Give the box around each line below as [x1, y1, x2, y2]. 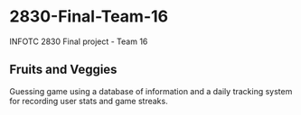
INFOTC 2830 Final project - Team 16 [9, 36, 148, 47]
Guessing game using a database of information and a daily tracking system [9, 85, 293, 96]
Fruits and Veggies [9, 62, 118, 77]
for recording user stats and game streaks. [9, 95, 169, 106]
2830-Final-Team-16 [9, 6, 169, 27]
